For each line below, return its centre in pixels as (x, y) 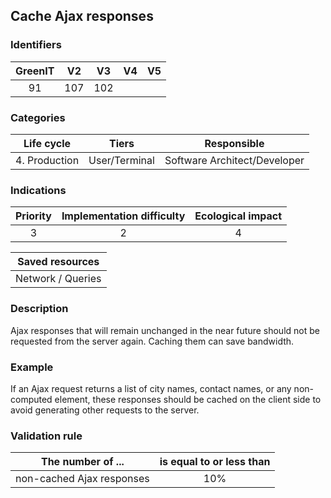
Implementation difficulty (123, 216)
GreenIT (35, 71)
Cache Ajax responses (82, 16)
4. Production (47, 160)
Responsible (234, 143)
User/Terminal (121, 160)
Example (32, 367)
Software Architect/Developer (234, 160)
